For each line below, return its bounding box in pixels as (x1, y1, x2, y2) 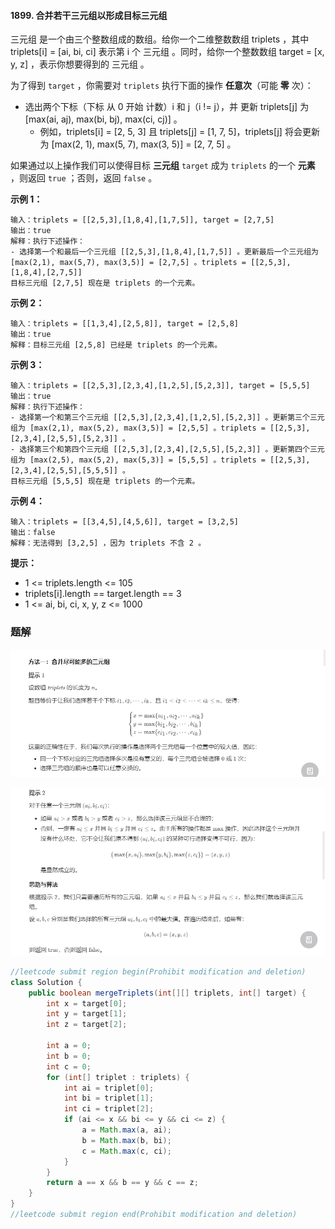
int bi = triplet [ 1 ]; (63, 1093, 155, 1104)
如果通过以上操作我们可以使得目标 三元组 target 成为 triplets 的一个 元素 (10, 160, 316, 172)
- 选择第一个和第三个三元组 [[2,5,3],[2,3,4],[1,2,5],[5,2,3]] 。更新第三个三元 (10, 413, 325, 423)
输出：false (10, 528, 56, 538)
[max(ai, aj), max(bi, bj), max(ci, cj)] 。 (24, 113, 183, 125)
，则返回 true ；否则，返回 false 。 (10, 172, 158, 184)
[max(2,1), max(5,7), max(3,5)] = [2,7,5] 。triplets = (10, 258, 247, 268)
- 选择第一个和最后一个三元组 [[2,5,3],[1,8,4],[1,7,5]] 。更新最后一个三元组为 (10, 247, 319, 257)
